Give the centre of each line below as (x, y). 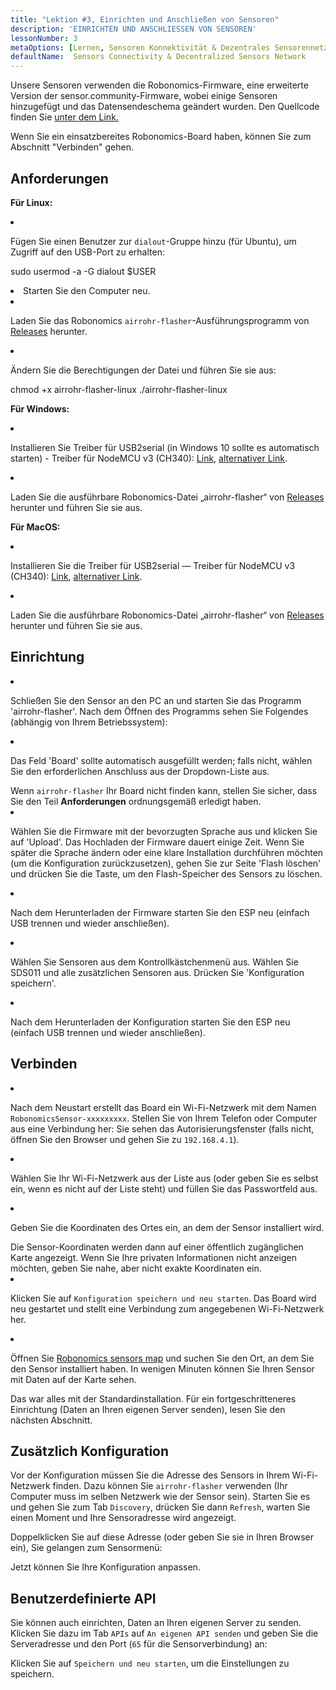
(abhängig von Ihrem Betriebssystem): (89, 722)
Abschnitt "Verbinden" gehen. (72, 147)
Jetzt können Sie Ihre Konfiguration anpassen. (105, 1567)
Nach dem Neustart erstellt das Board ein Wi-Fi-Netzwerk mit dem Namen (163, 1107)
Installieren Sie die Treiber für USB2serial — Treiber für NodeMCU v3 (153, 565)
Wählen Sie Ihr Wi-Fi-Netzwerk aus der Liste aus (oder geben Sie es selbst (164, 1178)
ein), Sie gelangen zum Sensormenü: (86, 1548)
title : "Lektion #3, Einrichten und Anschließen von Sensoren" (145, 19)
